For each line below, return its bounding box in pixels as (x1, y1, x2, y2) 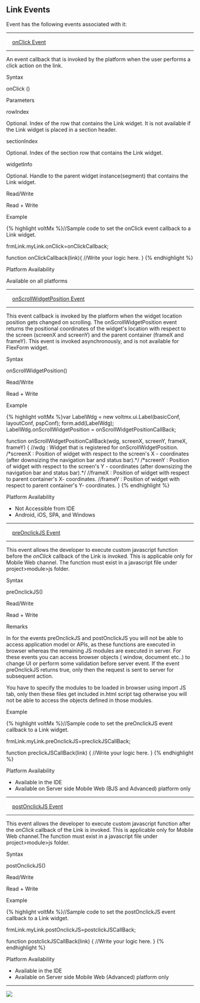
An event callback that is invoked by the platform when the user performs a (6, 55, 191, 63)
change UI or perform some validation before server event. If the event (6, 660, 180, 667)
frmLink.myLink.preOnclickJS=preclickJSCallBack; (6, 737, 131, 744)
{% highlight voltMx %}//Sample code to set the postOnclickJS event (6, 908, 176, 915)
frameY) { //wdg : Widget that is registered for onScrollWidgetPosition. (6, 443, 179, 451)
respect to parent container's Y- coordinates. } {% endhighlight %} (6, 482, 170, 489)
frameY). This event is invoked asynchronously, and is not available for (6, 337, 179, 344)
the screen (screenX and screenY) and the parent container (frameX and (6, 331, 184, 339)
